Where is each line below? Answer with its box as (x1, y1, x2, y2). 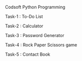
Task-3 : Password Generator (5, 33, 65, 38)
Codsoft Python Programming (5, 4, 65, 10)
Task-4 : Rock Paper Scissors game (5, 42, 78, 48)
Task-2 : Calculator (5, 23, 43, 29)
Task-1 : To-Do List (5, 14, 43, 19)
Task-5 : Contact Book (5, 51, 51, 57)
